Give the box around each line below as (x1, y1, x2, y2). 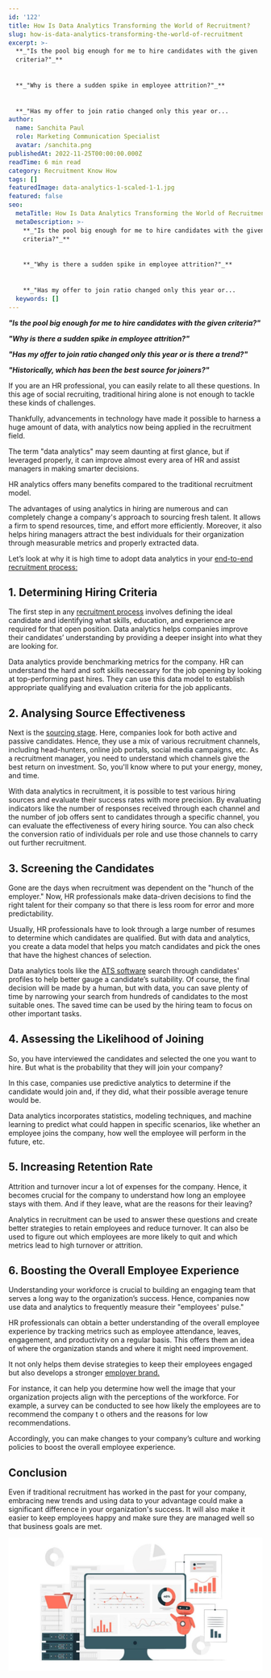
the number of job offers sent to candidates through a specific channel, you (8, 812, 260, 822)
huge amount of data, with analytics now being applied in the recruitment (8, 422, 252, 432)
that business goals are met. (8, 1522, 102, 1532)
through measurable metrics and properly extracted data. (8, 538, 199, 548)
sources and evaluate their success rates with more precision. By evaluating (8, 795, 261, 805)
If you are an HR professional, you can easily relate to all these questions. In (8, 380, 261, 390)
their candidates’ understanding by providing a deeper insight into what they (8, 633, 262, 642)
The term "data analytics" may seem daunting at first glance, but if (8, 446, 230, 456)
